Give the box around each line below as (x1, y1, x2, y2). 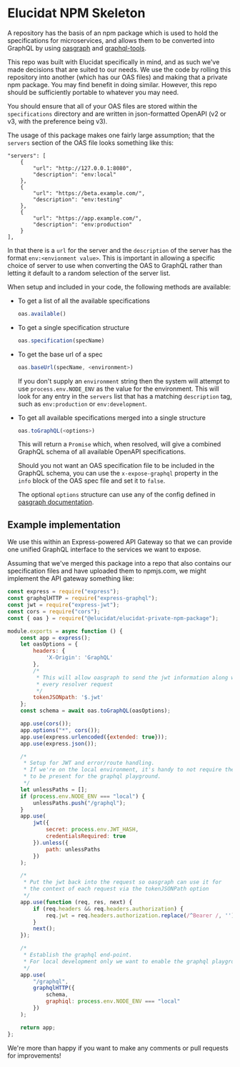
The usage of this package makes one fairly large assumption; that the (7, 131, 216, 139)
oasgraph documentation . (17, 498, 94, 506)
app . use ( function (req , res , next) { (20, 898, 133, 906)
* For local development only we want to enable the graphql (23, 958, 209, 965)
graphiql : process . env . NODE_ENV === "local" (45, 998, 181, 1005)
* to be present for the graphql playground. (23, 773, 161, 780)
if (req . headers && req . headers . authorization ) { (33, 905, 184, 912)
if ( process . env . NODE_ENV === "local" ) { (20, 793, 145, 800)
